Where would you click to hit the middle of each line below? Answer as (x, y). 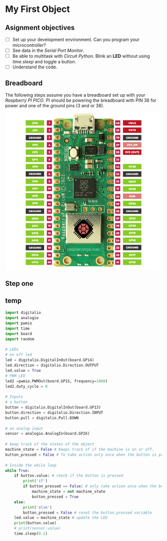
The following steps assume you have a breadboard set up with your (75, 95)
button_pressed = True (55, 497)
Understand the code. (35, 67)
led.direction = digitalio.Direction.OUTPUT (52, 365)
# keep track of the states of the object (50, 444)
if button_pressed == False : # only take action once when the (90, 486)
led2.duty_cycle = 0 (27, 386)
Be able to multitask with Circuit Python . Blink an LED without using (81, 56)
